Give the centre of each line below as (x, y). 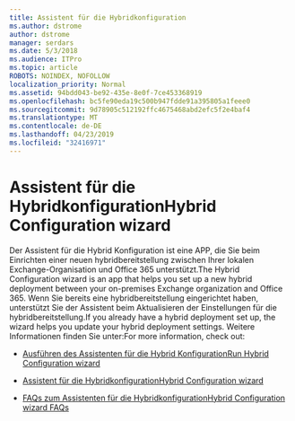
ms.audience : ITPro (46, 59)
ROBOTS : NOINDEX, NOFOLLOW (60, 76)
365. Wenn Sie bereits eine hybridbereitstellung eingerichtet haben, (134, 298)
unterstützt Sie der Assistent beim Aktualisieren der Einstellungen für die (143, 307)
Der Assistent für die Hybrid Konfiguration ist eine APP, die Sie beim (134, 250)
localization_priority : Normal (68, 84)
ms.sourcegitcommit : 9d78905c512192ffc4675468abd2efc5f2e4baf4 (130, 110)
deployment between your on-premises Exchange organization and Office (146, 288)
